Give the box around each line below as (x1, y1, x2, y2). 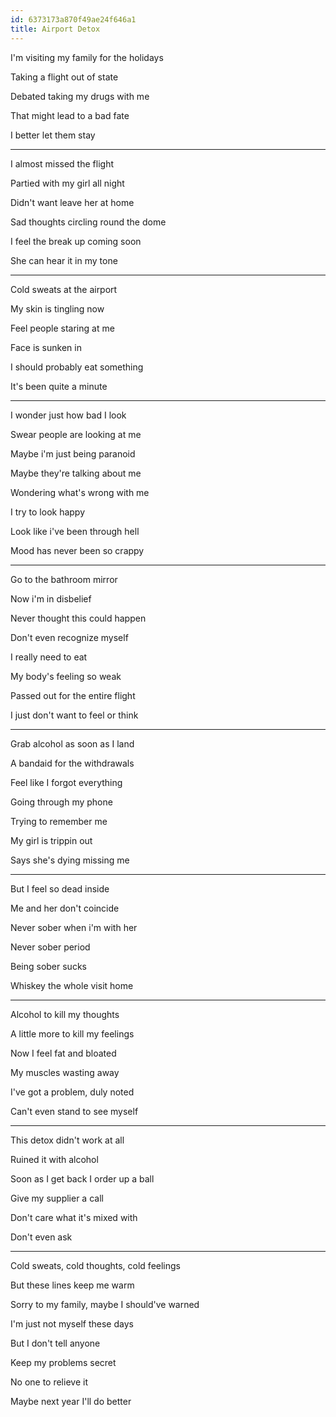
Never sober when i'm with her (10, 921, 138, 933)
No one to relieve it (10, 1376, 88, 1388)
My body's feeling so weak (10, 670, 122, 682)
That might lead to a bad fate (10, 109, 130, 121)
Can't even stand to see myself (10, 1105, 139, 1117)
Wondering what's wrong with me (10, 486, 150, 498)
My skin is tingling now (10, 302, 105, 315)
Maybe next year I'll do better (10, 1395, 132, 1407)
